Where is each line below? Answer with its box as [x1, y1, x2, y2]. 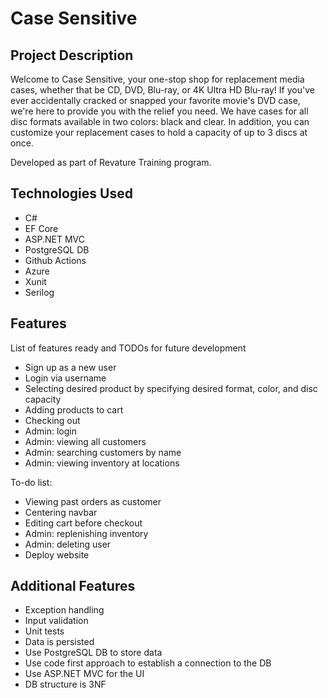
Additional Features [10, 578, 136, 595]
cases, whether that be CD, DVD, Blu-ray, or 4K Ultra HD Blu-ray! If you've [10, 84, 315, 96]
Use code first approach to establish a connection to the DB [24, 657, 272, 669]
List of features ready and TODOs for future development [10, 342, 247, 354]
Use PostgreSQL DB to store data [24, 647, 163, 659]
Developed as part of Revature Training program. [10, 157, 212, 168]
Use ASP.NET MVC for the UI [24, 668, 145, 680]
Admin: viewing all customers [24, 435, 147, 447]
